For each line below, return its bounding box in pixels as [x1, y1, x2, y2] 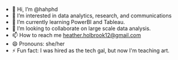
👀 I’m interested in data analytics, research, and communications [11, 12, 172, 19]
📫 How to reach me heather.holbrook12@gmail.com [11, 32, 141, 38]
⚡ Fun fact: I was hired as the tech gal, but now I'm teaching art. [11, 47, 170, 54]
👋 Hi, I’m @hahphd [11, 6, 58, 13]
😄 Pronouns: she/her [11, 40, 65, 47]
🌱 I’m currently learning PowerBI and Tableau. [11, 19, 125, 25]
